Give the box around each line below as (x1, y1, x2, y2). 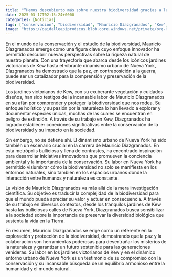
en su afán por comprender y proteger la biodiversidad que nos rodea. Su (5, 100, 161, 106)
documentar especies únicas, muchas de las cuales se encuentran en (5, 111, 153, 117)
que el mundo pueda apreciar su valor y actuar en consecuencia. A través (5, 196, 161, 202)
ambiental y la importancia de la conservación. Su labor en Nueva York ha (5, 159, 161, 165)
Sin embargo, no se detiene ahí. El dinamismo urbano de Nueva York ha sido (5, 137, 167, 143)
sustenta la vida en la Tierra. (5, 217, 66, 224)
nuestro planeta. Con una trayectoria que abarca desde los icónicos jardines (5, 57, 166, 63)
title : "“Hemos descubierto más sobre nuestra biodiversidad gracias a (5, 7, 161, 13)
